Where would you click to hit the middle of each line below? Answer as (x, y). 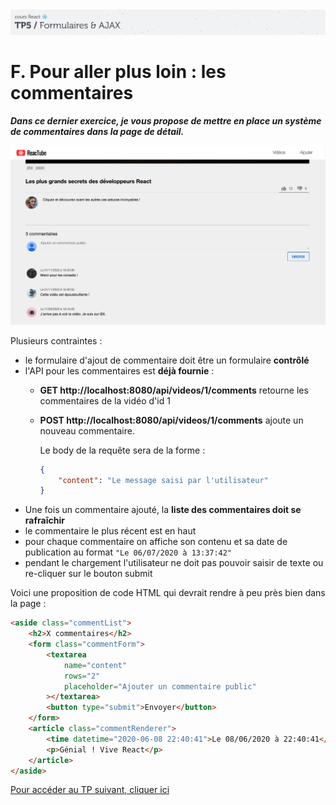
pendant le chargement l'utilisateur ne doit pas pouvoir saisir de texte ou (174, 563)
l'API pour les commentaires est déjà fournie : (119, 370)
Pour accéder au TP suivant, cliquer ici (90, 790)
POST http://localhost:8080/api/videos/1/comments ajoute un (171, 420)
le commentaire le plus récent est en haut (110, 531)
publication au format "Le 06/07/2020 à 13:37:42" (128, 552)
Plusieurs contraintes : (56, 340)
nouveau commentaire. (87, 430)
